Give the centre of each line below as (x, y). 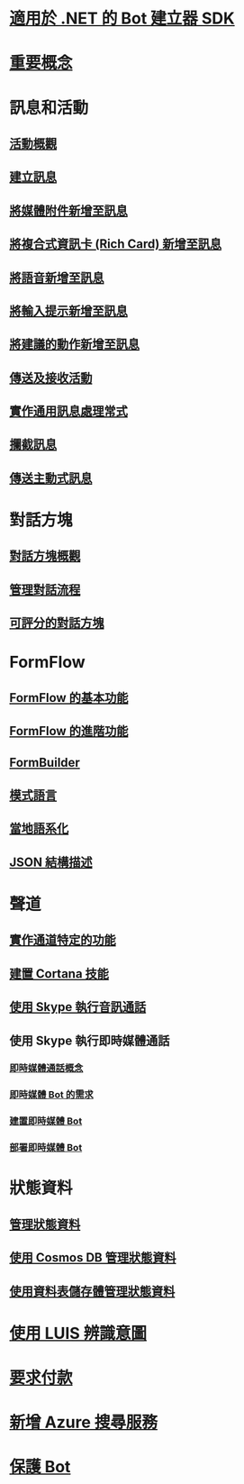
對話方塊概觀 (45, 556)
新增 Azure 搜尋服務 (84, 1422)
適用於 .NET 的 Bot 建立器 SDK (122, 18)
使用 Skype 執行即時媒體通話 (90, 1040)
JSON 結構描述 (51, 862)
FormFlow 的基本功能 (69, 698)
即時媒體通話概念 (46, 1069)
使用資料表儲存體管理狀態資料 (92, 1291)
